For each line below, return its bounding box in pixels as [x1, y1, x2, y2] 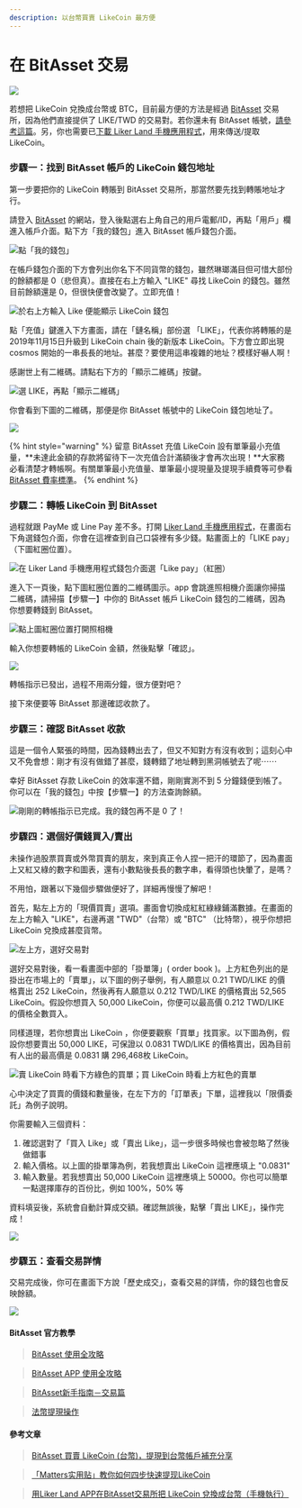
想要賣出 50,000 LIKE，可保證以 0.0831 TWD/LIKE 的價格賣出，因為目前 [24, 1038, 292, 1049]
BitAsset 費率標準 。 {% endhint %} [9, 474, 139, 485]
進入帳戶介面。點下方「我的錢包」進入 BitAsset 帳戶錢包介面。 [9, 225, 242, 236]
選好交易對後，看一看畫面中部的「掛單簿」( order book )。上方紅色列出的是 [9, 963, 289, 974]
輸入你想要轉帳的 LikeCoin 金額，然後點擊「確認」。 [9, 643, 200, 654]
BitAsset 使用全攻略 [31, 1349, 105, 1360]
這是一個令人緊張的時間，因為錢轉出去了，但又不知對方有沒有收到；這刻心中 [9, 745, 293, 756]
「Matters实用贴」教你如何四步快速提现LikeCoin [31, 1469, 211, 1480]
